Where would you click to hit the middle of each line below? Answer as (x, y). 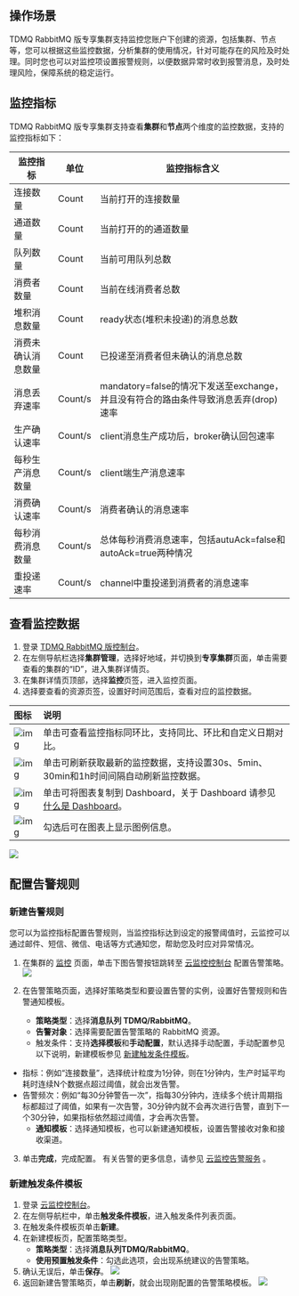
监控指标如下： (36, 137)
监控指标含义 (193, 168)
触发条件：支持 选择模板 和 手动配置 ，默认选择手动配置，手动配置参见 (160, 1043)
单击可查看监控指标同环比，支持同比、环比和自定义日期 (159, 733)
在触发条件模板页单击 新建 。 (73, 1227)
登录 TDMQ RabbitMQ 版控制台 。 (83, 647)
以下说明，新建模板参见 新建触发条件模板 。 (114, 1054)
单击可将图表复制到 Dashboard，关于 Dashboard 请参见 (159, 793)
